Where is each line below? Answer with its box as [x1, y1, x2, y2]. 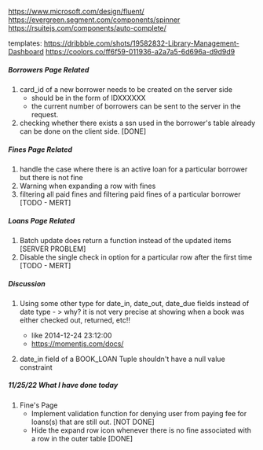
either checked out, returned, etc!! [19, 315, 131, 325]
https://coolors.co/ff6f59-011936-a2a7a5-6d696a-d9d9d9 [46, 47, 236, 56]
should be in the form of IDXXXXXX [31, 93, 147, 102]
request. [31, 109, 59, 119]
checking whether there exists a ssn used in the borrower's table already [19, 118, 256, 127]
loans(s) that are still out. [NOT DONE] [31, 417, 155, 426]
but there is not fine [19, 172, 84, 182]
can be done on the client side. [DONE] [19, 126, 147, 136]
